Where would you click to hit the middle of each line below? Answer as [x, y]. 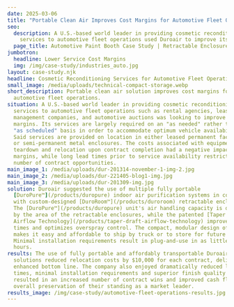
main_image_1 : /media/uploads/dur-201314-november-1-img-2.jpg [101, 169]
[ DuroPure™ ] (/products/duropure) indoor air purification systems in [116, 195]
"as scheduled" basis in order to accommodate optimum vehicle [107, 130]
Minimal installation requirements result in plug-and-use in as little [121, 241]
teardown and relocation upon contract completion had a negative [112, 150]
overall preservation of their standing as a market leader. [104, 286]
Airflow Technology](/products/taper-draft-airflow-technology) [109, 221]
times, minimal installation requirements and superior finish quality [120, 273]
